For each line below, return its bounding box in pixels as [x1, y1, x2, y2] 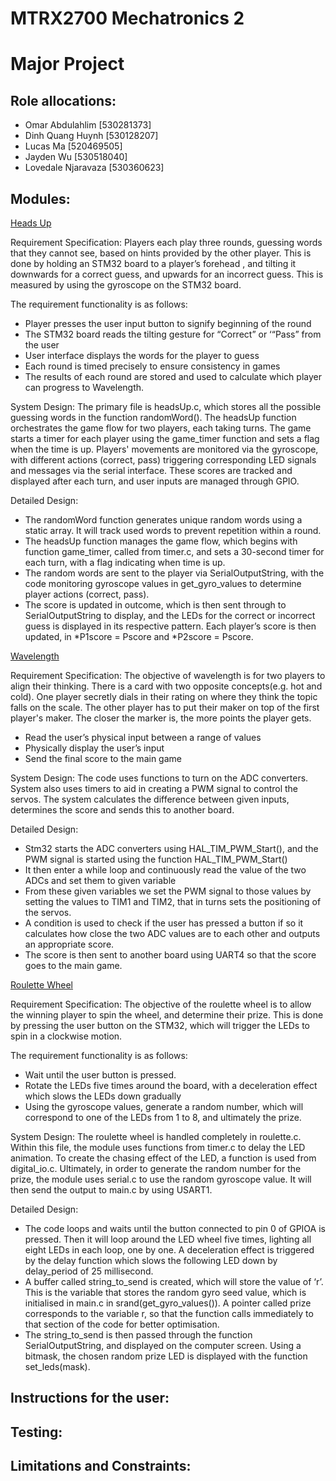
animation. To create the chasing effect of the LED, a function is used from [10, 1152, 317, 1164]
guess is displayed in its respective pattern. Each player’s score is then [24, 620, 317, 632]
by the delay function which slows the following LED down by [24, 1255, 278, 1266]
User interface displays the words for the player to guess [24, 350, 260, 361]
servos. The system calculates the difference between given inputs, [10, 793, 290, 805]
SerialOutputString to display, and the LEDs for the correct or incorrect [24, 610, 316, 621]
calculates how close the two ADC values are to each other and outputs [24, 928, 321, 939]
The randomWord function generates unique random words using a [24, 514, 303, 526]
